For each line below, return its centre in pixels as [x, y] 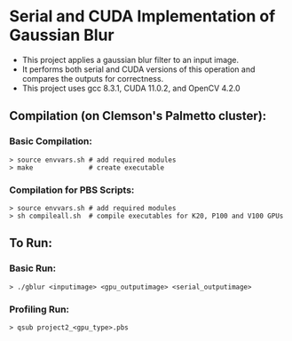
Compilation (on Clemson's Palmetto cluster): [138, 116]
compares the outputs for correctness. [93, 78]
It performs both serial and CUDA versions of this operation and [138, 69]
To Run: [31, 243]
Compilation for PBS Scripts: [72, 190]
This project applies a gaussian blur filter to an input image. [130, 59]
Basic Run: [32, 268]
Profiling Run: [39, 309]
